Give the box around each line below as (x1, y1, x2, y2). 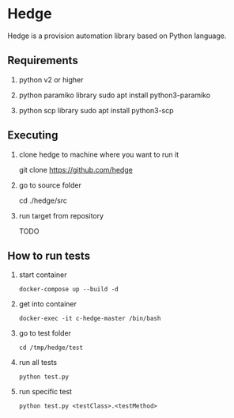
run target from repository (18, 211, 104, 220)
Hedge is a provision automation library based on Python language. (7, 31, 227, 40)
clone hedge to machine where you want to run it (18, 150, 179, 159)
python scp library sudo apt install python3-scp (18, 105, 175, 115)
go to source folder (18, 180, 82, 190)
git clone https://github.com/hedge (18, 165, 134, 174)
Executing (7, 128, 58, 142)
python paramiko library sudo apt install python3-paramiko (18, 90, 211, 100)
